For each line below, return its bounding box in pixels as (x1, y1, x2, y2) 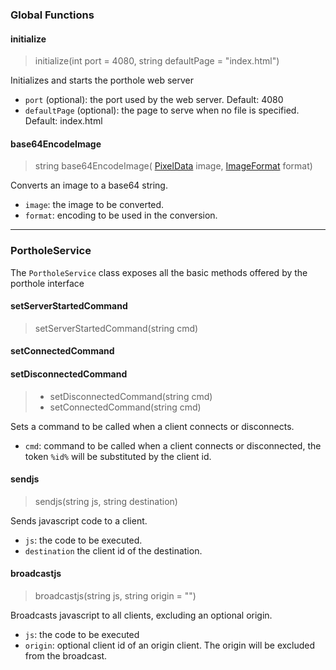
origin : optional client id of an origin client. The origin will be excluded (24, 639, 316, 652)
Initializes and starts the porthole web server (10, 74, 194, 87)
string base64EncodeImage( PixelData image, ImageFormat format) (34, 160, 313, 172)
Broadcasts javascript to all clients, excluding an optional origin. (10, 609, 273, 622)
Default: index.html (24, 115, 103, 127)
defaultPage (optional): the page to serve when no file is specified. (24, 104, 300, 117)
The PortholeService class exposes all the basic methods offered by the (10, 266, 308, 278)
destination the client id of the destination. (24, 544, 203, 557)
